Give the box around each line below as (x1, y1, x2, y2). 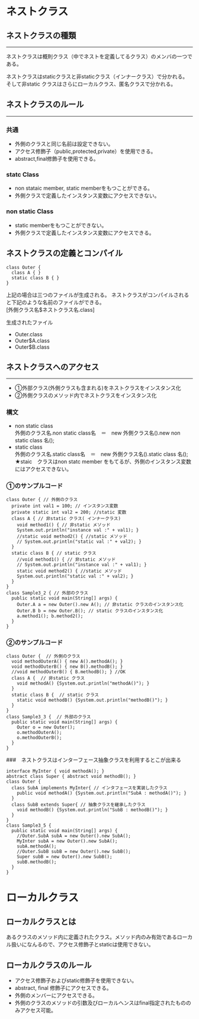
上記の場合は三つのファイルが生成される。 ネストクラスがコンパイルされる (6, 291, 190, 298)
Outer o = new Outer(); (17, 724, 76, 730)
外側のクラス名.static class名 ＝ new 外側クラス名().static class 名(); (14, 450, 188, 458)
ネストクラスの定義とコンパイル (6, 248, 123, 258)
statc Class (6, 170, 40, 179)
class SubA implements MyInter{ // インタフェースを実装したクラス (11, 785, 168, 791)
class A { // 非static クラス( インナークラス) (11, 515, 121, 521)
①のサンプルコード (6, 482, 63, 490)
